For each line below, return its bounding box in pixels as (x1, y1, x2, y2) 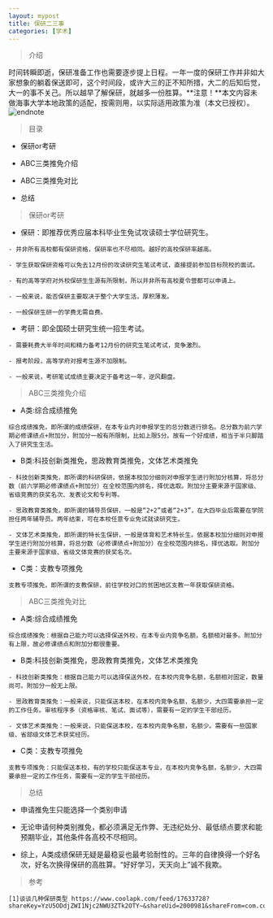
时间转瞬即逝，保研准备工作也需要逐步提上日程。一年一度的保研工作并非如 (8, 67, 258, 77)
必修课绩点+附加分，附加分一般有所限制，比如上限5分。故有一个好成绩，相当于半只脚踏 (14, 432, 264, 440)
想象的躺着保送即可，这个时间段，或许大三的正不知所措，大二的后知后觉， (15, 78, 265, 88)
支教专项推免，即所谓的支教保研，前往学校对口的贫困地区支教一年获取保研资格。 (8, 581, 238, 590)
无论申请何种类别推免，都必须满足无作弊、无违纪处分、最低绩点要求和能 (19, 822, 262, 832)
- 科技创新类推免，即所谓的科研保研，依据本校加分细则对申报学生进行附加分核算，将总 (8, 473, 258, 482)
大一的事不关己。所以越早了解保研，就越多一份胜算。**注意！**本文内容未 (8, 88, 258, 98)
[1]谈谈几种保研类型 (8, 895, 68, 903)
